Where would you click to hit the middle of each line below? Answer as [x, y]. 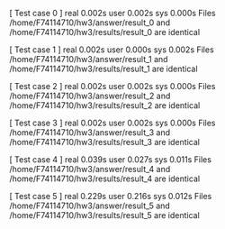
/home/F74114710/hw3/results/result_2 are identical [105, 105]
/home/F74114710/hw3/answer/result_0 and [90, 23]
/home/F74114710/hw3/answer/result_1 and [89, 59]
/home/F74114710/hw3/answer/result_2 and [90, 96]
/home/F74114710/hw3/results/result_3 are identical [105, 142]
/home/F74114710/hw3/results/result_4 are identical [105, 179]
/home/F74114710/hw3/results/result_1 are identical [103, 69]
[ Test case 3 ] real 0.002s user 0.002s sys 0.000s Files [112, 123]
